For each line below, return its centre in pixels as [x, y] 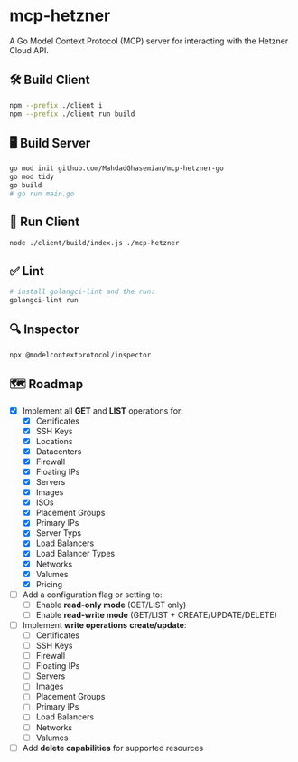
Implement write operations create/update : [104, 624]
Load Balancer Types [75, 554]
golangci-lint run [44, 300]
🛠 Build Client [50, 80]
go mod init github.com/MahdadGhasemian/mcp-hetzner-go [116, 168]
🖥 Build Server [50, 143]
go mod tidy [32, 177]
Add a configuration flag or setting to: [92, 595]
